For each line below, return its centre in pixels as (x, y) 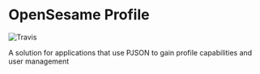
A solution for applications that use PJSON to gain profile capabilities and (130, 52)
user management (39, 61)
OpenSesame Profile (79, 15)
